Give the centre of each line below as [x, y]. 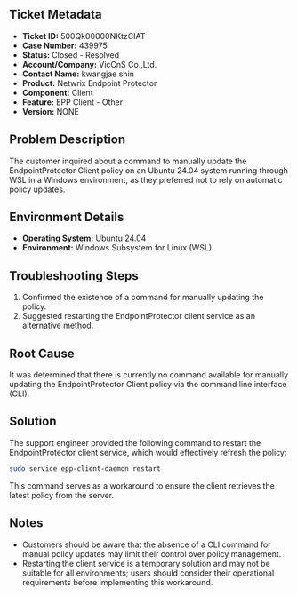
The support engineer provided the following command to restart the [135, 442]
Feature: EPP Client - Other [72, 102]
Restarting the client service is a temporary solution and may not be [146, 563]
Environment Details [67, 217]
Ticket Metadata [56, 15]
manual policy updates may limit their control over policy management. [152, 553]
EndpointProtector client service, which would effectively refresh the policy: [148, 452]
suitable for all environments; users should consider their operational [148, 573]
